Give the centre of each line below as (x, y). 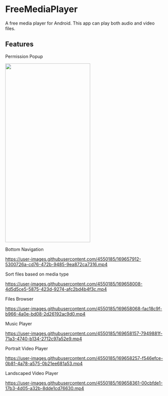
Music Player (19, 323)
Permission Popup (24, 56)
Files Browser (19, 299)
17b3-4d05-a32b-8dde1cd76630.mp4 (45, 388)
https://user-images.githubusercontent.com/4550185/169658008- (74, 284)
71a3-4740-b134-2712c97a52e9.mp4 (44, 339)
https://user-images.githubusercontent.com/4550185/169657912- (73, 259)
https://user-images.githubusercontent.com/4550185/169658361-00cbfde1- (84, 383)
